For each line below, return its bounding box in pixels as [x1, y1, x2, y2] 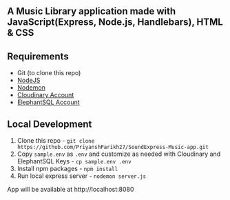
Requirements [7, 50, 69, 62]
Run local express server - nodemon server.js [17, 172, 147, 180]
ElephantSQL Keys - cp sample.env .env [17, 157, 132, 166]
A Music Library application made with [7, 6, 176, 17]
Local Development [7, 118, 92, 130]
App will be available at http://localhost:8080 [7, 186, 134, 194]
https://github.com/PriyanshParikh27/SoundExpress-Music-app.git [17, 144, 209, 151]
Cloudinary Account [17, 91, 74, 99]
